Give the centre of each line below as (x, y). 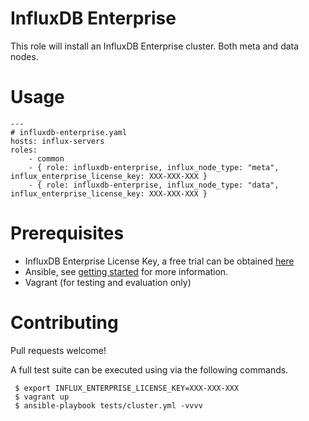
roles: (24, 150)
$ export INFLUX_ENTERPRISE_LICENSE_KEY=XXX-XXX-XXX (127, 388)
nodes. (24, 56)
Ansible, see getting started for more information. (126, 271)
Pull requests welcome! (58, 350)
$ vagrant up (42, 397)
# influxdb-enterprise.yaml (69, 132)
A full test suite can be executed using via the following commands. (149, 369)
